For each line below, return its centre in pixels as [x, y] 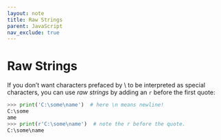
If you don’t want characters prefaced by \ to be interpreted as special [106, 85]
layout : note [26, 13]
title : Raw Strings [35, 20]
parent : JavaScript [35, 26]
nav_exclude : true [33, 32]
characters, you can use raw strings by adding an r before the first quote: [111, 92]
